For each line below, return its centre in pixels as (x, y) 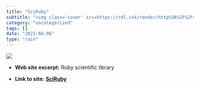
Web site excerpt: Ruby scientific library (65, 67)
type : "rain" (22, 39)
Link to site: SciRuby (41, 79)
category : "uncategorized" (40, 23)
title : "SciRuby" (28, 12)
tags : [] (17, 28)
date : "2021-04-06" (30, 34)
